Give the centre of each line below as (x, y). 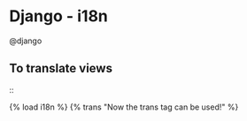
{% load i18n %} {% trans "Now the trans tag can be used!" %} (124, 107)
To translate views (61, 68)
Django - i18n (59, 16)
